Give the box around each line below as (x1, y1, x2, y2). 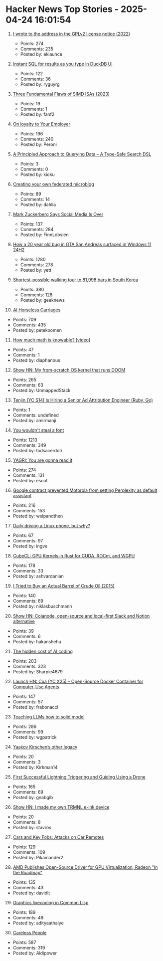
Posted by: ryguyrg (20, 81, 60, 87)
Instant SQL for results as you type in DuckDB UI (12, 61, 113, 67)
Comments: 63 (12, 382, 44, 388)
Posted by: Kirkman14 (12, 764, 58, 770)
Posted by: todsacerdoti (12, 447, 62, 453)
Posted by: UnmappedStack (12, 387, 71, 393)
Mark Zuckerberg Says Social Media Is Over (12, 211, 104, 217)
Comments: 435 (12, 322, 46, 328)
